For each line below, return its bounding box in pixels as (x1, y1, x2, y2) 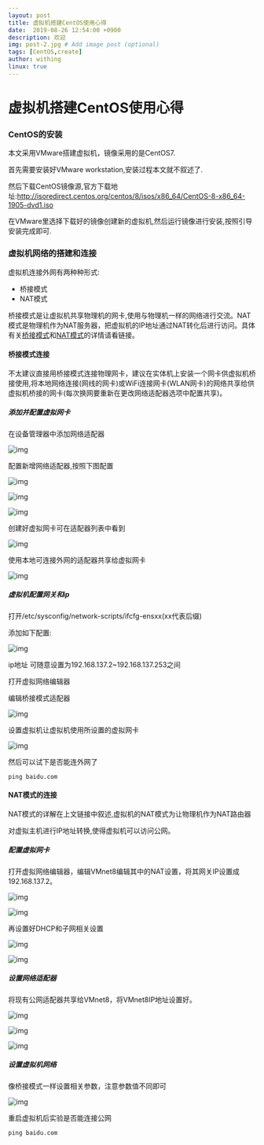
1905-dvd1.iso (8, 200, 53, 210)
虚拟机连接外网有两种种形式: (8, 267, 101, 277)
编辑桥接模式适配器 (8, 693, 71, 703)
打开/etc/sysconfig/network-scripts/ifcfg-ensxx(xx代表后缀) (8, 611, 203, 621)
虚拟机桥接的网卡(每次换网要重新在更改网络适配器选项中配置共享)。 (8, 388, 227, 398)
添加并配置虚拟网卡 (8, 408, 71, 417)
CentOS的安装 (8, 129, 63, 140)
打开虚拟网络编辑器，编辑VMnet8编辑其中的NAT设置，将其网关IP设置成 (8, 866, 240, 876)
